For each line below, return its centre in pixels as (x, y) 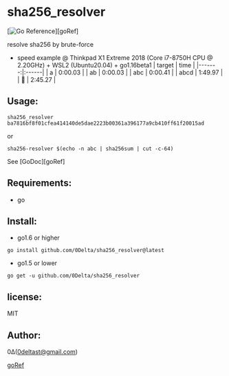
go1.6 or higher (38, 238)
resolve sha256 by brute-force (51, 44)
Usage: (23, 102)
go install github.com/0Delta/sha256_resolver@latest (86, 251)
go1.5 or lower (37, 263)
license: (25, 297)
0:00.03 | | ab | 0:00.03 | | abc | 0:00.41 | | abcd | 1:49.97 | (141, 72)
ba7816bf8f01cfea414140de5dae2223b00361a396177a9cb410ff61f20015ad (106, 123)
